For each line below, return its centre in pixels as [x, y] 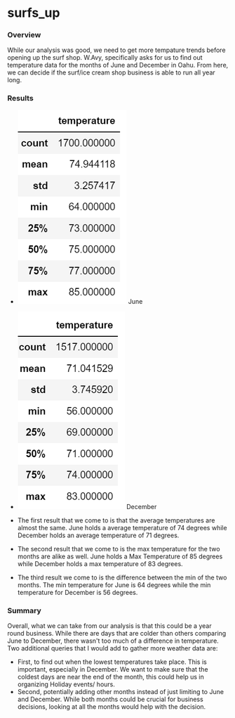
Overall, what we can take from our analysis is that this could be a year [109, 626]
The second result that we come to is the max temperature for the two [119, 549]
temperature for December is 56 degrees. [78, 592]
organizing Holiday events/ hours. [66, 684]
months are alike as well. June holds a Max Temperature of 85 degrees [120, 556]
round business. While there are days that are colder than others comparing [117, 634]
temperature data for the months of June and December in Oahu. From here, [118, 65]
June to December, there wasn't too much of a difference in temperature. [113, 641]
